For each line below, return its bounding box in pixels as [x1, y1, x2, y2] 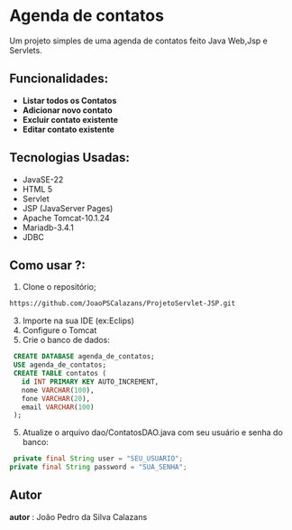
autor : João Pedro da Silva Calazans [9, 511, 148, 522]
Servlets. [9, 44, 42, 55]
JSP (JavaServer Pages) [22, 202, 114, 213]
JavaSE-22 [22, 173, 64, 185]
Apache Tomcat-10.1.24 [22, 212, 110, 223]
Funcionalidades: [9, 71, 109, 87]
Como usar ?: [9, 257, 86, 273]
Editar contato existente [22, 124, 115, 135]
